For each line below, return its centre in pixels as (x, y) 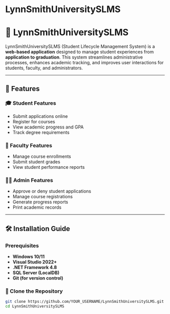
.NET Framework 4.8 (35, 267)
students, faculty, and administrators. (44, 68)
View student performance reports (49, 167)
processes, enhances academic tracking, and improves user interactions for (84, 63)
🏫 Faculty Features (29, 145)
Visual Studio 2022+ (35, 262)
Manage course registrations (42, 197)
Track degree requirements (41, 132)
